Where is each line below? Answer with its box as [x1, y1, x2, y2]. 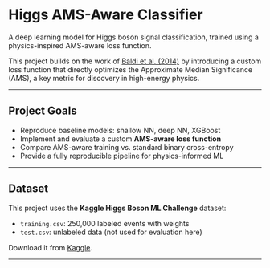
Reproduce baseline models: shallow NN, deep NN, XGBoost [19, 125, 221, 135]
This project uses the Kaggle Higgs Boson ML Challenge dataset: [8, 203, 227, 213]
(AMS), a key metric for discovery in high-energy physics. [8, 73, 200, 83]
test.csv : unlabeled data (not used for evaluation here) [19, 227, 202, 237]
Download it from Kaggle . [8, 242, 93, 252]
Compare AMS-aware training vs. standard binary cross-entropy [19, 142, 235, 152]
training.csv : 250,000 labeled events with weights [19, 218, 190, 228]
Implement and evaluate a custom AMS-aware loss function [19, 134, 222, 144]
